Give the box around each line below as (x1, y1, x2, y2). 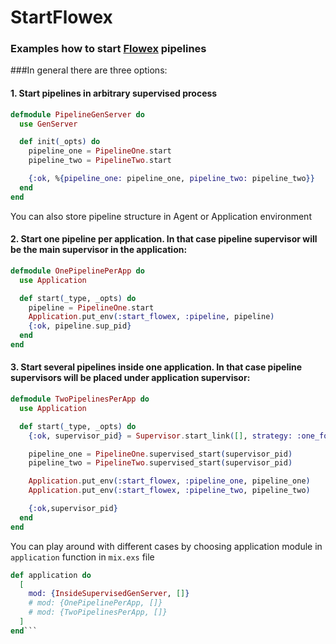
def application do (10, 570, 92, 580)
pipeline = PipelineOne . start (28, 302, 155, 313)
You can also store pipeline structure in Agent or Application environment (10, 210, 312, 222)
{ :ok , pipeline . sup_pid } (28, 321, 132, 331)
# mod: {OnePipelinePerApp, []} (28, 598, 163, 608)
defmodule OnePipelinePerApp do (10, 266, 145, 276)
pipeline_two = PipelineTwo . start (28, 156, 172, 166)
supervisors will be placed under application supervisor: (10, 372, 251, 384)
